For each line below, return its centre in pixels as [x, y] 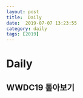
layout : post [23, 12]
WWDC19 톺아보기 [40, 87]
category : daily [27, 29]
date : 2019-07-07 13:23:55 [42, 23]
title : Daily [24, 17]
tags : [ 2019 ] [23, 34]
